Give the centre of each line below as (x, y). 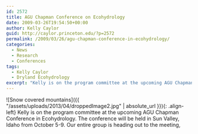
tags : (13, 66)
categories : (21, 45)
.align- (176, 106)
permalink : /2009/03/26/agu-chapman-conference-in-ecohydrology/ (88, 39)
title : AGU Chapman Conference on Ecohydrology (66, 17)
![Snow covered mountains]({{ (43, 100)
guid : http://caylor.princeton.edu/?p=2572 (60, 34)
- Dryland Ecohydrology (40, 77)
